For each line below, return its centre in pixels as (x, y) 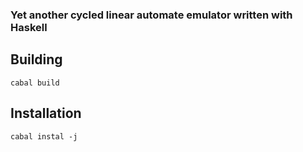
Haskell (29, 27)
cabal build (35, 83)
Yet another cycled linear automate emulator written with (151, 15)
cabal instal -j (44, 136)
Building (36, 59)
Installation (46, 113)
